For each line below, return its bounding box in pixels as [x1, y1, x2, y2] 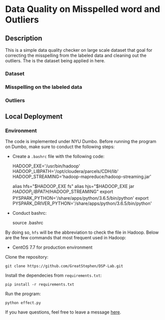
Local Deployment [5, 112, 63, 121]
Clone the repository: [5, 254, 49, 260]
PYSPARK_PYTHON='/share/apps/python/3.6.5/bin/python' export [12, 195, 149, 201]
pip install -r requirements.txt [5, 282, 75, 287]
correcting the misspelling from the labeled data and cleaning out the [5, 52, 147, 58]
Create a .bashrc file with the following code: [12, 154, 105, 160]
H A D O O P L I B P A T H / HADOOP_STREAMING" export [12, 188, 113, 196]
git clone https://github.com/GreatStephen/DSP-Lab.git [5, 264, 123, 269]
